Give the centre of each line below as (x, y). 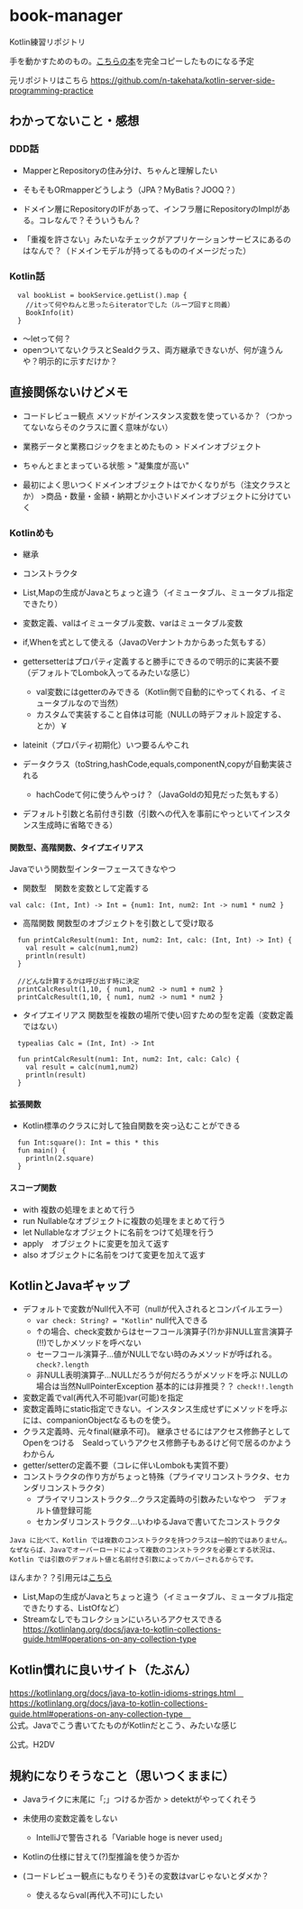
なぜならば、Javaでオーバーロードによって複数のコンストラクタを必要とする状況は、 (144, 1550)
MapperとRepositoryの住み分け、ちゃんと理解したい (120, 170)
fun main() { (42, 1151)
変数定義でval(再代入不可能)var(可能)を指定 (103, 1398)
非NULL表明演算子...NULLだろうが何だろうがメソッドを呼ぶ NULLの (162, 1375)
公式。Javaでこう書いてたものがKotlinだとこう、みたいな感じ (123, 1726)
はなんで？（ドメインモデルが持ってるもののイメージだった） (137, 250)
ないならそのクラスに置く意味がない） (101, 427)
